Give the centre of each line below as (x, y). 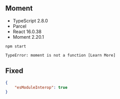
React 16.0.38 (27, 31)
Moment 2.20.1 (28, 37)
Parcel (19, 26)
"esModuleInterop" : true (41, 87)
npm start (16, 46)
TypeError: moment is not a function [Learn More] (61, 55)
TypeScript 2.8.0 (30, 20)
